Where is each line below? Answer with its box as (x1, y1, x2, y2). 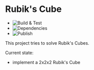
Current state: (5, 50, 34, 56)
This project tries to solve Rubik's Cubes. (5, 40, 90, 46)
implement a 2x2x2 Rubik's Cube (12, 59, 81, 65)
